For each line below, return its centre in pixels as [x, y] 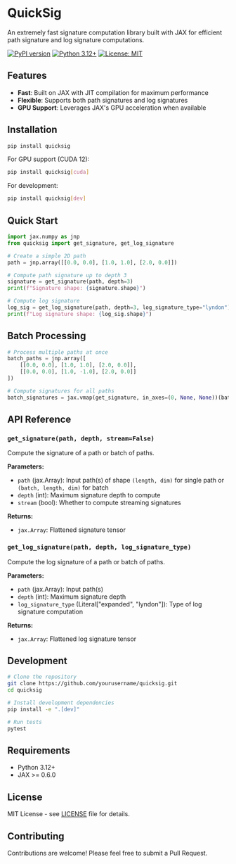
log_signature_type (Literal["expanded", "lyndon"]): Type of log [110, 604]
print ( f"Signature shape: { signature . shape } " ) [77, 288]
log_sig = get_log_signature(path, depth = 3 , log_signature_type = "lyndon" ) [119, 307]
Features [27, 76]
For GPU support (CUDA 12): [48, 159]
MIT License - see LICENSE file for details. [68, 814]
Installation [32, 130]
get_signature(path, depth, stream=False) [81, 439]
